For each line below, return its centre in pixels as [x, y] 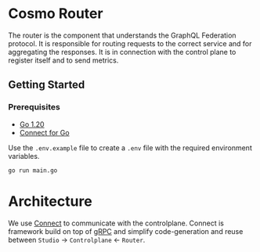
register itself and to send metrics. [63, 60]
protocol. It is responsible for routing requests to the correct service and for [130, 43]
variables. [24, 156]
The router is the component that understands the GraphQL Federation [122, 35]
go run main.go [33, 170]
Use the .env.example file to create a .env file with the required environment [130, 148]
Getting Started [47, 85]
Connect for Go [44, 132]
